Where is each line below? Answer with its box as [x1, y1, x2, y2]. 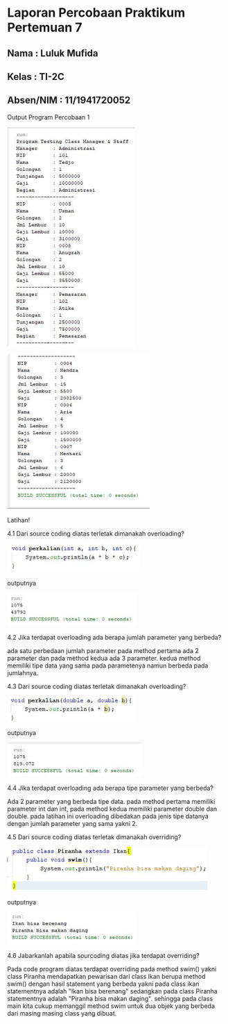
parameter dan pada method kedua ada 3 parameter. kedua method [7, 654, 201, 662]
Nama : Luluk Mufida [7, 47, 98, 59]
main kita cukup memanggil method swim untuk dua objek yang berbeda [7, 1002, 216, 1010]
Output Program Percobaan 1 [7, 113, 90, 121]
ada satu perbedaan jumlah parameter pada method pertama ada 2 [7, 646, 199, 654]
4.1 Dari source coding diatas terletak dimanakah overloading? [7, 529, 185, 538]
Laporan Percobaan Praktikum [7, 5, 186, 21]
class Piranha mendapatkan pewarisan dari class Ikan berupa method [7, 972, 206, 980]
